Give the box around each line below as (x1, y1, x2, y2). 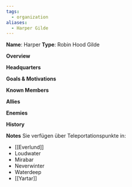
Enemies (6, 109, 28, 116)
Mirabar (14, 156, 34, 163)
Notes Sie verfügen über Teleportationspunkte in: (6, 132, 126, 139)
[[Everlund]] (14, 143, 44, 151)
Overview (6, 52, 31, 59)
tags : (6, 8, 19, 15)
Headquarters (6, 64, 41, 71)
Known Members (6, 86, 49, 94)
